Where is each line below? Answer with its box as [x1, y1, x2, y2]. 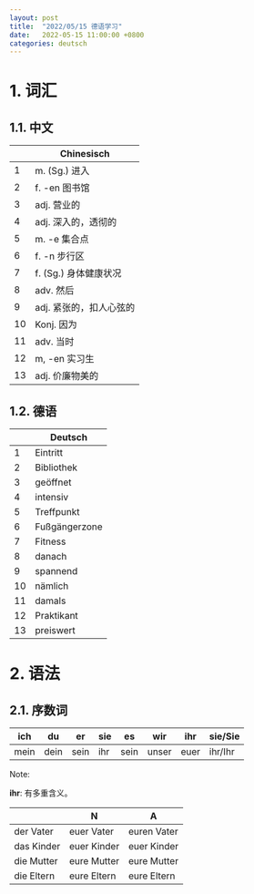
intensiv [35, 491, 69, 504]
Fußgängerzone [35, 520, 103, 533]
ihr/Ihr [208, 745, 235, 758]
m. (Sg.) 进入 [35, 165, 90, 178]
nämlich [35, 580, 69, 592]
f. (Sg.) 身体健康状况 [35, 267, 122, 280]
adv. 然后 [35, 284, 75, 297]
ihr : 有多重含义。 [9, 787, 73, 798]
